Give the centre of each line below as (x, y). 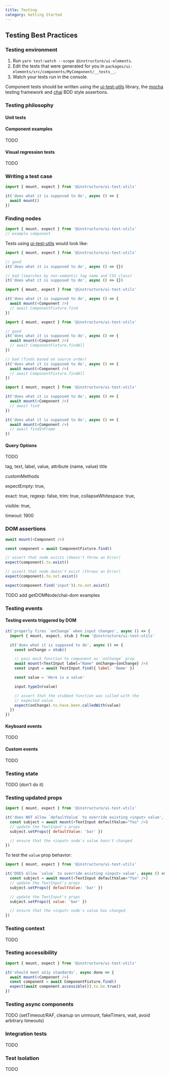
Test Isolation (22, 1058)
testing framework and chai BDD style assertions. (57, 92)
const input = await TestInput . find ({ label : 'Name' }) (75, 668)
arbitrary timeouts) (25, 1021)
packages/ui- (119, 66)
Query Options (21, 445)
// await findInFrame (33, 429)
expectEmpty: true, (25, 486)
